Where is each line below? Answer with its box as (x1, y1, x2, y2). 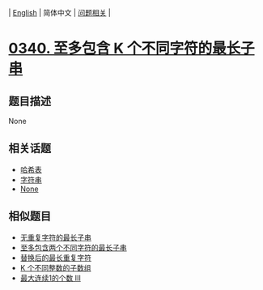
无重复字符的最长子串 (19, 232, 91, 242)
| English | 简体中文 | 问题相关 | (8, 8, 111, 17)
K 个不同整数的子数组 (19, 262, 91, 272)
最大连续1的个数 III (19, 273, 81, 283)
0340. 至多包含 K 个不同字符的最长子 (8, 40, 255, 58)
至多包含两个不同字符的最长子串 (19, 242, 127, 252)
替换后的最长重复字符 (19, 253, 91, 262)
